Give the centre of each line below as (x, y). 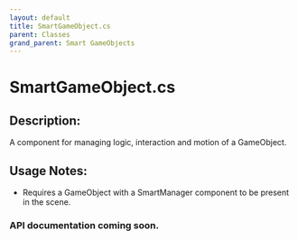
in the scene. (47, 202)
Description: (45, 120)
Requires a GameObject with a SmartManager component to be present (156, 193)
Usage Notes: (48, 171)
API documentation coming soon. (84, 225)
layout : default (40, 18)
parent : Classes (40, 34)
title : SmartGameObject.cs (60, 26)
